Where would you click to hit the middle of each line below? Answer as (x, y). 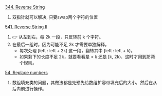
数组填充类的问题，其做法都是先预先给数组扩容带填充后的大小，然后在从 (84, 83)
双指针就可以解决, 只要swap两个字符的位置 (55, 17)
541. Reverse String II (26, 27)
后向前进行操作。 (29, 89)
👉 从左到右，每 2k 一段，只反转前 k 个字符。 (58, 37)
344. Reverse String (25, 7)
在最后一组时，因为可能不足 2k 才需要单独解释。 (61, 44)
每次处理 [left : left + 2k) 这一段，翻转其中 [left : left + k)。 (77, 50)
